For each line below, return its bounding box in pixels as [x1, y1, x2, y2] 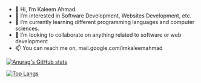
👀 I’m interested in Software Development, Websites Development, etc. [15, 12, 192, 19]
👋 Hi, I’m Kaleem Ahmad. [15, 6, 77, 13]
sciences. [15, 25, 39, 32]
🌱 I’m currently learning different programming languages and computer [15, 19, 195, 25]
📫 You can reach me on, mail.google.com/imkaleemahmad [15, 45, 163, 51]
